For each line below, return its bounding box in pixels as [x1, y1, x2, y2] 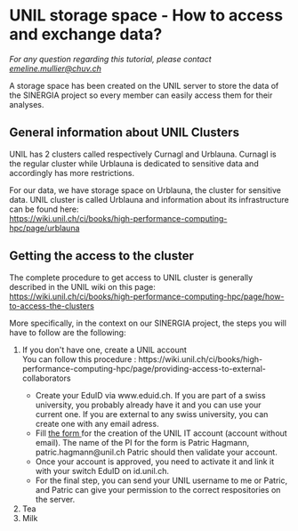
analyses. [9, 99, 44, 109]
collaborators [21, 373, 71, 383]
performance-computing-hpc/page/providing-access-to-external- [21, 363, 267, 374]
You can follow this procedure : [21, 353, 137, 365]
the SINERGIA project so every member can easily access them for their [9, 90, 273, 101]
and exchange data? [9, 24, 163, 44]
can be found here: [9, 204, 79, 214]
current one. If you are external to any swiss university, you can [35, 408, 269, 419]
